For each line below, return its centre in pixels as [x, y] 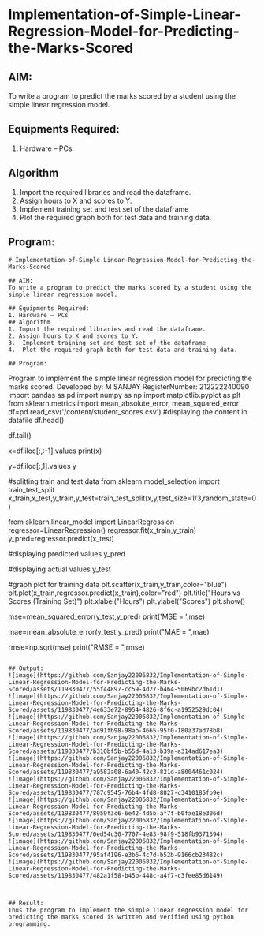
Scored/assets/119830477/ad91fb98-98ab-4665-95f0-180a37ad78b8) [116, 731]
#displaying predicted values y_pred [67, 554]
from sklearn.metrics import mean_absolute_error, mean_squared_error [124, 403]
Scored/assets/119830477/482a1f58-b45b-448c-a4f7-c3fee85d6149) [116, 876]
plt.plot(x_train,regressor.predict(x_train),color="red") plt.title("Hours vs [124, 593]
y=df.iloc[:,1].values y [43, 466]
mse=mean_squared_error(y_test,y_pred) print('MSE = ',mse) [107, 616]
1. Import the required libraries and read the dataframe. [107, 329]
